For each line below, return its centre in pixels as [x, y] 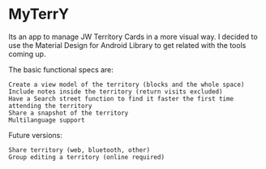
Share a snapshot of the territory [69, 113]
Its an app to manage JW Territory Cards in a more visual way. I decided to [133, 37]
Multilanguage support [47, 120]
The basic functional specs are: [61, 69]
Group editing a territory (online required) [86, 157]
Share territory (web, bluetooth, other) [79, 150]
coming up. [27, 54]
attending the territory [50, 106]
